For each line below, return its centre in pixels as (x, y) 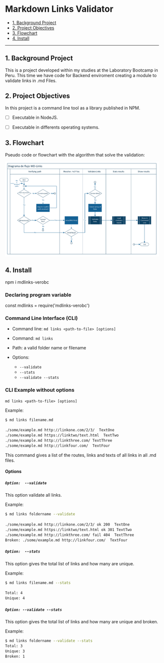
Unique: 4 (15, 598)
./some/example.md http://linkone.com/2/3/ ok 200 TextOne (68, 525)
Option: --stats (23, 552)
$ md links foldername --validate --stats (49, 641)
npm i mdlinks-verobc (27, 282)
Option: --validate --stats (34, 610)
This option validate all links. (33, 495)
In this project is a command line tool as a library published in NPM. (73, 108)
